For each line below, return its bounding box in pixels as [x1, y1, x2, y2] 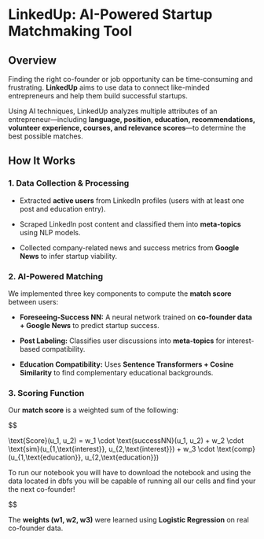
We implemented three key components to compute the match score [8, 289, 232, 298]
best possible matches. [8, 131, 84, 141]
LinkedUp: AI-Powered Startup [8, 6, 213, 24]
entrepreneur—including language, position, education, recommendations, [8, 115, 255, 124]
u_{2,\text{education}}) [84, 452, 159, 462]
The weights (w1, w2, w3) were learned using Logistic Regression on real [8, 515, 249, 525]
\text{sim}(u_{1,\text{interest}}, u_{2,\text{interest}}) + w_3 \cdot [8, 445, 215, 454]
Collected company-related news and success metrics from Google [19, 242, 240, 253]
